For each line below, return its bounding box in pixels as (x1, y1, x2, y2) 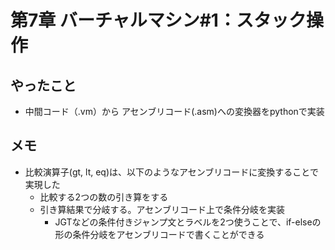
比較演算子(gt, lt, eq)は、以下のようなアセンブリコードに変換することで (24, 166, 319, 178)
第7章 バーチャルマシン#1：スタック (10, 9, 307, 32)
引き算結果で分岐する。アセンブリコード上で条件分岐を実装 (39, 203, 285, 215)
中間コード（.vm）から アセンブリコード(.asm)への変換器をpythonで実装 (24, 106, 325, 117)
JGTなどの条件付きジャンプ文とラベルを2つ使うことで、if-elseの (54, 216, 322, 228)
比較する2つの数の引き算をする (39, 191, 169, 203)
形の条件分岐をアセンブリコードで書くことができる (54, 228, 265, 240)
